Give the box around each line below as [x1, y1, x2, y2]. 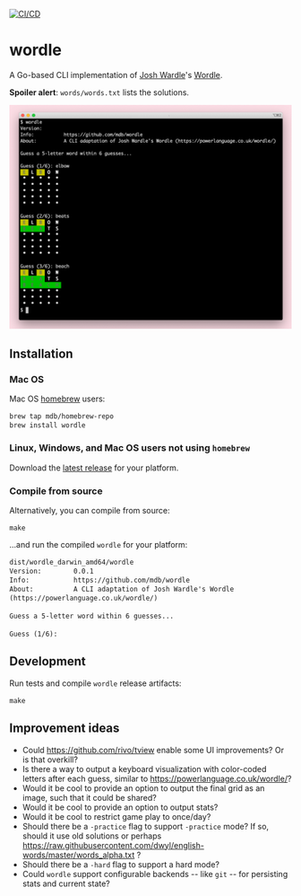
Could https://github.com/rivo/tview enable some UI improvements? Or [21, 744, 285, 755]
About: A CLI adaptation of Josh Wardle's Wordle [9, 584, 235, 593]
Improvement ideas [9, 721, 120, 736]
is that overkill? [21, 754, 79, 765]
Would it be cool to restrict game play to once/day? [21, 811, 211, 821]
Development [9, 654, 87, 669]
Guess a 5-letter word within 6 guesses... [9, 611, 175, 620]
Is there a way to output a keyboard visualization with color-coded [21, 763, 267, 774]
